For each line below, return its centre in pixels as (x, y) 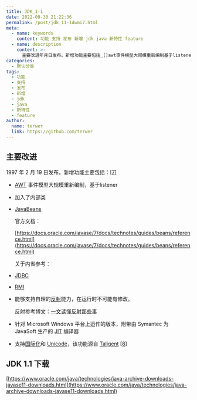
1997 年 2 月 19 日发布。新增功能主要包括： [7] (62, 172)
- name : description (36, 45)
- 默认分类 (23, 66)
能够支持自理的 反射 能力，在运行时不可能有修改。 (74, 299)
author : (16, 121)
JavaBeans (28, 209)
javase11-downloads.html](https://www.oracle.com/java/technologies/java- (97, 385)
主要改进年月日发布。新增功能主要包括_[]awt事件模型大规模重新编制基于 (97, 55)
